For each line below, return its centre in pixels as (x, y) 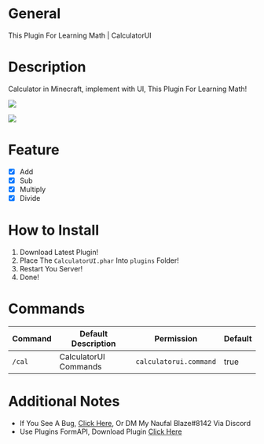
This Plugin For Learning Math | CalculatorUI (80, 35)
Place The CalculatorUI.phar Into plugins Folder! (99, 260)
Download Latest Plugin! (59, 252)
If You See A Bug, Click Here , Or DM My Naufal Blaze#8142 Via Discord (135, 423)
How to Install (54, 230)
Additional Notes (64, 402)
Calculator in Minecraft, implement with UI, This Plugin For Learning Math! (128, 89)
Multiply (33, 189)
